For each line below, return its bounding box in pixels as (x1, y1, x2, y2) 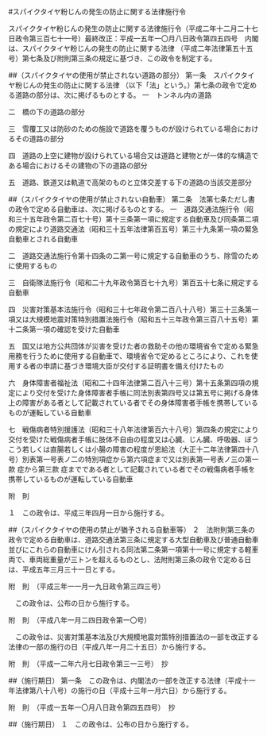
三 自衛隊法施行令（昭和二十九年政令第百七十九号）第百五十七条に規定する (8, 278, 259, 287)
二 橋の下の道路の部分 (8, 107, 85, 117)
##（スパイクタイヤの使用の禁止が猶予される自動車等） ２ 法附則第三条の (8, 525, 256, 534)
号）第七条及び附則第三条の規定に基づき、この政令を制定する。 (8, 54, 217, 63)
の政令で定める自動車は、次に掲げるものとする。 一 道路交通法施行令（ (8, 205, 247, 214)
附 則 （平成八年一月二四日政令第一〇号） (8, 615, 151, 625)
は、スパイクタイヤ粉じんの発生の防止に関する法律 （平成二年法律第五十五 (8, 44, 253, 53)
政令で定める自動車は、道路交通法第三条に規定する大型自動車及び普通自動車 (8, 535, 259, 544)
